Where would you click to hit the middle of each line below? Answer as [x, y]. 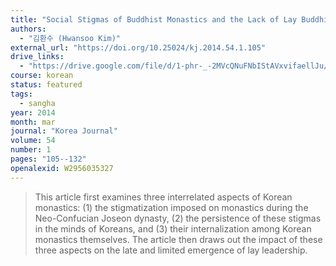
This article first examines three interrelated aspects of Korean [163, 197]
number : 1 [31, 150]
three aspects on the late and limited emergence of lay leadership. [171, 250]
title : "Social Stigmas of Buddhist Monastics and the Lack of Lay [154, 19]
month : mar [33, 122]
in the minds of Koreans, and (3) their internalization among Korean [173, 228]
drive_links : [37, 57]
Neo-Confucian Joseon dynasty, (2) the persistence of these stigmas [178, 218]
